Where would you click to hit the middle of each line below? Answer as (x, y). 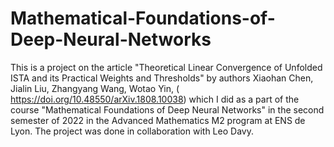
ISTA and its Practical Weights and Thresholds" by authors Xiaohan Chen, (162, 78)
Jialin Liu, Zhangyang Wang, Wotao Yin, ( (95, 88)
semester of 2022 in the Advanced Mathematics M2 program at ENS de (158, 120)
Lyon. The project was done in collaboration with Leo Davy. (132, 131)
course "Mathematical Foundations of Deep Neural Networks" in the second (167, 109)
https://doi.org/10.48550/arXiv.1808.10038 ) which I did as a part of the (155, 99)
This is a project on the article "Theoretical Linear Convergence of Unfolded (166, 67)
